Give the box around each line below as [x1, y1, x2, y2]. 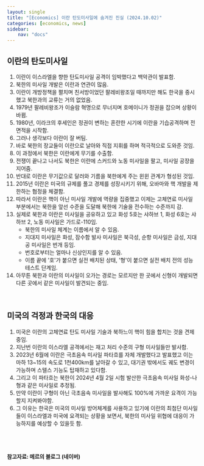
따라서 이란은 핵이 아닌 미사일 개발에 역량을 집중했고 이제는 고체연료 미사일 [15, 195, 194, 202]
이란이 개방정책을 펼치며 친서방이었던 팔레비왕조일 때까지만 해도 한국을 [15, 88, 184, 95]
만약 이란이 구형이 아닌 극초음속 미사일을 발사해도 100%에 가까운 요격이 [15, 389, 186, 396]
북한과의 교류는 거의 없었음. [27, 96, 93, 103]
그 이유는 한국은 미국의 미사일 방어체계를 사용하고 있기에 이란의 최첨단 [15, 404, 182, 412]
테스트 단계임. [24, 264, 58, 271]
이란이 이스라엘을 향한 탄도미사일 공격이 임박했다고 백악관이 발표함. [15, 73, 175, 80]
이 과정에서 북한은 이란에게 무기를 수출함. [15, 149, 114, 156]
